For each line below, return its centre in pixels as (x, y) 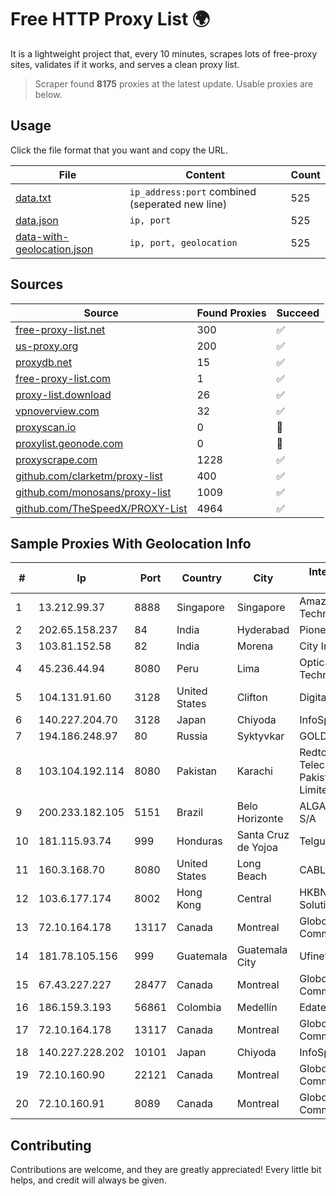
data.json (37, 220)
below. (48, 94)
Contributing (51, 1145)
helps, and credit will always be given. (88, 1180)
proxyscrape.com (56, 459)
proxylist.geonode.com (69, 443)
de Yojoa (257, 848)
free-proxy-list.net (60, 329)
